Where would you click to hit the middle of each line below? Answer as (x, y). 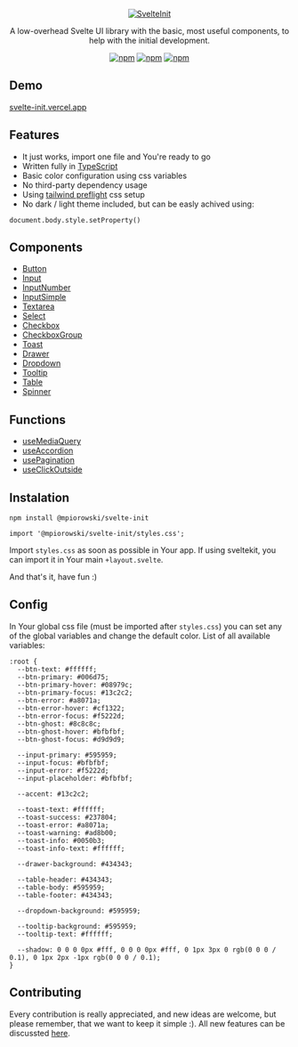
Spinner (36, 392)
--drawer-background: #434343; (75, 864)
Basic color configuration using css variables (105, 175)
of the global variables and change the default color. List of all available (140, 636)
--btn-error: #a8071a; (59, 700)
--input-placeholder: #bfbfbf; (75, 778)
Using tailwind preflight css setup (83, 194)
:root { (24, 661)
